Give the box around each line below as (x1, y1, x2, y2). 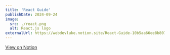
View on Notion (5, 44, 37, 50)
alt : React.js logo (10, 26, 51, 31)
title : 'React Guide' (5, 7, 51, 12)
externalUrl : (5, 30, 33, 35)
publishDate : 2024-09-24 (5, 12, 58, 17)
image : (5, 16, 19, 21)
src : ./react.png (10, 21, 47, 26)
